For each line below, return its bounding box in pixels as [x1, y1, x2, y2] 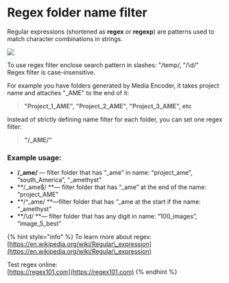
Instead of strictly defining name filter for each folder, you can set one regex [7, 115, 223, 123]
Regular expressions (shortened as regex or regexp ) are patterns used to [7, 27, 215, 36]
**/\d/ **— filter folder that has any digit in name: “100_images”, [16, 212, 197, 221]
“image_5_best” [16, 219, 62, 227]
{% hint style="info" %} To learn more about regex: [7, 233, 152, 241]
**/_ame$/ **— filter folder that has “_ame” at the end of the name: [16, 183, 207, 191]
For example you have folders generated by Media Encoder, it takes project [7, 81, 219, 90]
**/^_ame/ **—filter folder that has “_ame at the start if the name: [16, 197, 201, 206]
